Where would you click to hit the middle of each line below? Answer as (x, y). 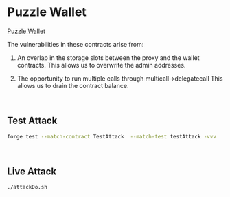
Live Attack (32, 172)
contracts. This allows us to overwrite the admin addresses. (101, 65)
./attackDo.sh (27, 187)
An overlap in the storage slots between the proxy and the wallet (108, 58)
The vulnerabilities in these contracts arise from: (76, 44)
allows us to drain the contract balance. (73, 85)
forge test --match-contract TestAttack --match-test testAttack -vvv (112, 136)
